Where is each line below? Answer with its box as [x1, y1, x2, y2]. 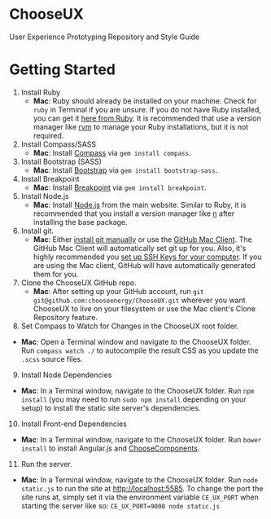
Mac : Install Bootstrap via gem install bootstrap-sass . [33, 165, 218, 175]
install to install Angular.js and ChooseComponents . [20, 443, 200, 453]
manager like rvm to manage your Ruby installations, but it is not [33, 121, 249, 131]
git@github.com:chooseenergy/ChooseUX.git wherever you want [33, 295, 247, 305]
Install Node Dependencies [20, 370, 112, 380]
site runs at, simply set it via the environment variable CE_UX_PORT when [20, 492, 260, 502]
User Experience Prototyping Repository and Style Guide [9, 32, 200, 42]
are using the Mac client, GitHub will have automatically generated [33, 260, 256, 270]
